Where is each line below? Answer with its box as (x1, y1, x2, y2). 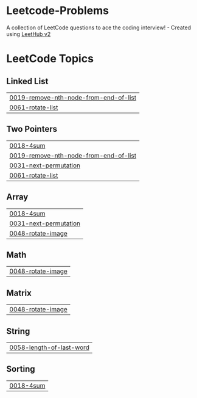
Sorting (6, 364, 35, 374)
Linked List (6, 76, 49, 86)
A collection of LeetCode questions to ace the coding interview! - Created (6, 24, 192, 31)
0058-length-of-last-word (9, 343, 90, 352)
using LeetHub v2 (6, 30, 51, 37)
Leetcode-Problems (6, 4, 109, 18)
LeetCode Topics (6, 52, 94, 66)
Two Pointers (6, 124, 58, 134)
